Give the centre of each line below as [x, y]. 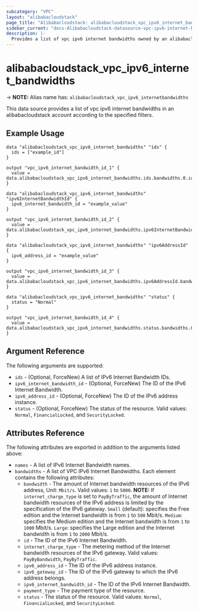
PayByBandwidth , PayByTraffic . [60, 559]
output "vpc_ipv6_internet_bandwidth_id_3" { [63, 271]
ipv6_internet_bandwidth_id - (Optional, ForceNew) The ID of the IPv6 [100, 383]
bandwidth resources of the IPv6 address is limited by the [93, 503]
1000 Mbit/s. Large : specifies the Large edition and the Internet [99, 528]
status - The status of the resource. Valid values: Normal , [93, 597]
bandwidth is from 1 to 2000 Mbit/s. [66, 534]
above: [14, 454]
